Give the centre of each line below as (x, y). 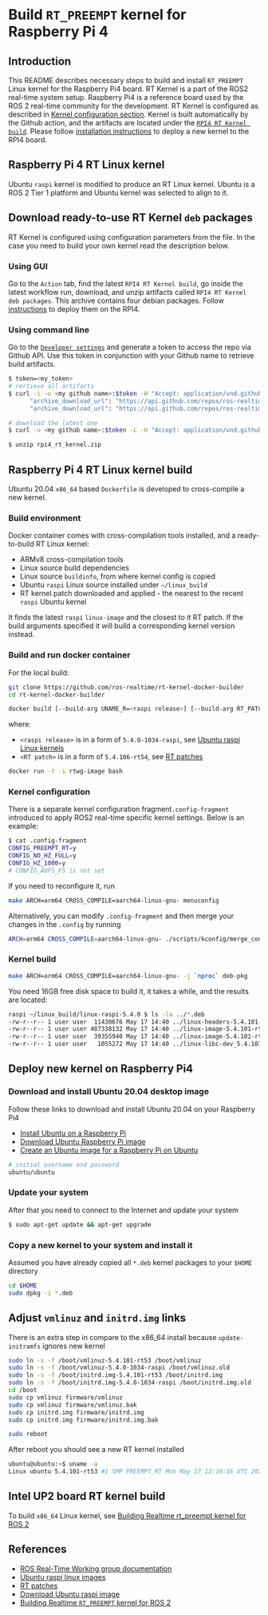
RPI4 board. (28, 140)
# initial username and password (64, 1164)
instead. (22, 634)
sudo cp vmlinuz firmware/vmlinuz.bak (73, 1405)
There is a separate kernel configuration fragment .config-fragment (119, 809)
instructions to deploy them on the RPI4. (74, 308)
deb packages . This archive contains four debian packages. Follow (116, 300)
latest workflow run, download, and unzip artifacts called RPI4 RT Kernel (128, 292)
